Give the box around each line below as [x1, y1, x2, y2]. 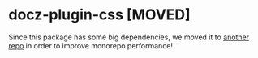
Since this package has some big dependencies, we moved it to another [8, 32, 250, 42]
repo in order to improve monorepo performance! [8, 40, 173, 50]
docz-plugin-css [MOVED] [8, 6, 191, 24]
